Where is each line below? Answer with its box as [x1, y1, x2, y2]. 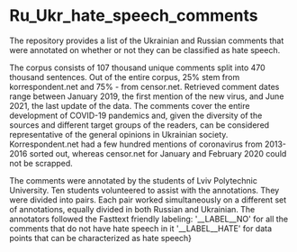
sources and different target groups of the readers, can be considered [9, 119, 270, 130]
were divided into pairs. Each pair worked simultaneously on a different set [9, 194, 287, 205]
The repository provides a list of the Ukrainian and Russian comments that [9, 35, 284, 46]
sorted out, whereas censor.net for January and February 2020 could [29, 148, 287, 158]
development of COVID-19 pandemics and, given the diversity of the [9, 110, 263, 121]
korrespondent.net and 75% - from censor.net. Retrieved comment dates [9, 81, 280, 92]
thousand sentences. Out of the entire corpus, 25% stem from [9, 71, 240, 82]
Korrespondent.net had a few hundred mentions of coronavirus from [9, 139, 263, 149]
